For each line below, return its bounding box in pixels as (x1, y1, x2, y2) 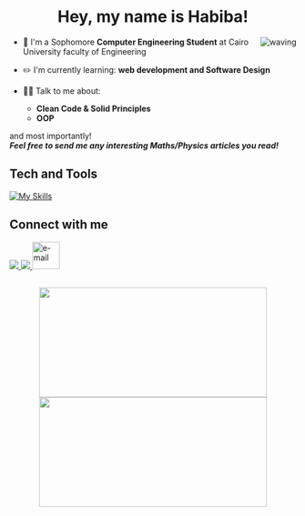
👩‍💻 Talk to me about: (22, 85, 101, 96)
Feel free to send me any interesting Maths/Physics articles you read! (9, 139, 280, 151)
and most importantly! (9, 130, 93, 141)
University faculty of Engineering (22, 46, 147, 56)
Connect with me (9, 217, 109, 233)
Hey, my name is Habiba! (57, 6, 249, 27)
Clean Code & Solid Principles (36, 103, 152, 114)
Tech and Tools (9, 167, 98, 182)
